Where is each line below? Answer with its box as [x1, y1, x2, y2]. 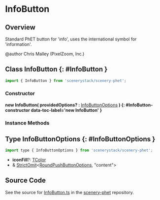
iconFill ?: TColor [12, 157, 46, 163]
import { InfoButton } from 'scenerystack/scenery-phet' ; [5, 78, 127, 83]
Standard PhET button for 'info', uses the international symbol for [5, 36, 137, 42]
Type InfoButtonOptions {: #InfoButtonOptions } [5, 134, 156, 143]
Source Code [5, 176, 46, 185]
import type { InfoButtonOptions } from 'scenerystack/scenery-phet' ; [5, 148, 153, 153]
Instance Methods [5, 120, 50, 127]
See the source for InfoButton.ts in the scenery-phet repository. [5, 189, 134, 195]
